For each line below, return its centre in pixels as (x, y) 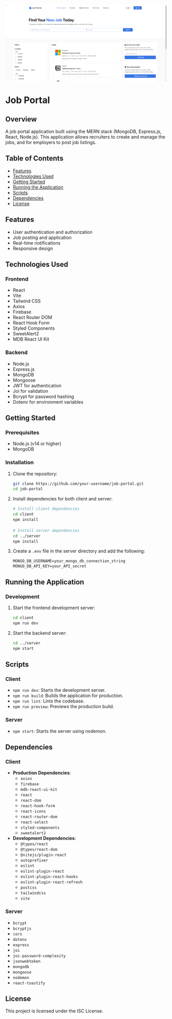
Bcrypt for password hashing (43, 396)
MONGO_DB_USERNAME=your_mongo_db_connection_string (69, 561)
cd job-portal (28, 489)
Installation (20, 463)
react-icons (33, 812)
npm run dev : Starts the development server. (59, 690)
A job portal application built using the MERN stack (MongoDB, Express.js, (83, 131)
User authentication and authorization (53, 232)
